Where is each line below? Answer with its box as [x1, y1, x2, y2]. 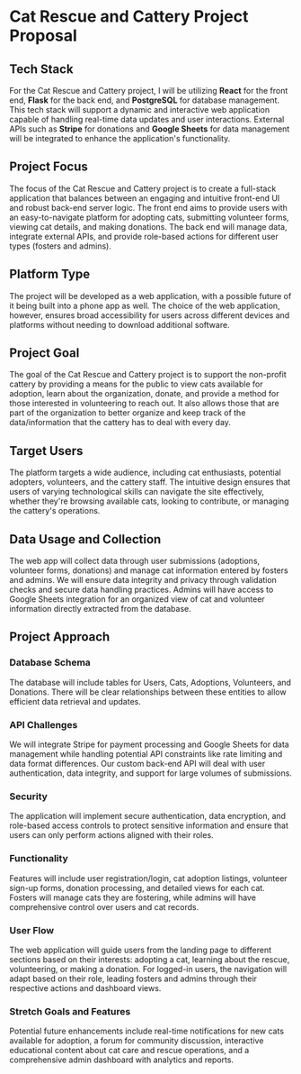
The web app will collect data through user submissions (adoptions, [9, 556, 261, 567]
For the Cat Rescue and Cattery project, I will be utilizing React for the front [9, 86, 288, 96]
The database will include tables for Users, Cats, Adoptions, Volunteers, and [9, 677, 292, 687]
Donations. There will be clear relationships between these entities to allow [9, 687, 287, 697]
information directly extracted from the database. [9, 604, 191, 614]
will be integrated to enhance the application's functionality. [9, 133, 231, 143]
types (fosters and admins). [9, 241, 112, 251]
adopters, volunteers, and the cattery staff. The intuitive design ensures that [9, 477, 291, 487]
